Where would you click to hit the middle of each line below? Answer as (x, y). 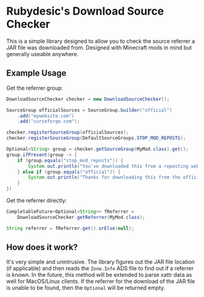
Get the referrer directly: (37, 200)
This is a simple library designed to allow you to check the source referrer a (101, 41)
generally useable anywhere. (42, 54)
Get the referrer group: (35, 88)
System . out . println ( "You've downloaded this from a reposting (108, 166)
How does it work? (42, 247)
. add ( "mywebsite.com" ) (46, 116)
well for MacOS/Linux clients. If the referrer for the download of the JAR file (101, 281)
